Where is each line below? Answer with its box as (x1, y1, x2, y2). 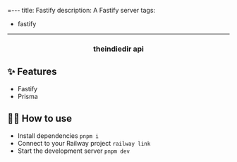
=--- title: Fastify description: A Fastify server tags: (7, 6, 156, 14)
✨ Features (7, 66, 57, 78)
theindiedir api (92, 44, 145, 54)
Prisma (17, 92, 39, 100)
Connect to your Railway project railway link (17, 139, 151, 147)
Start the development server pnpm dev (17, 146, 130, 155)
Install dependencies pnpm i (17, 131, 99, 140)
